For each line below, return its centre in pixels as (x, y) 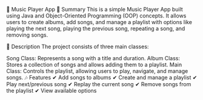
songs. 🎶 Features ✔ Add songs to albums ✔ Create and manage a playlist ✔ (102, 77)
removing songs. (27, 35)
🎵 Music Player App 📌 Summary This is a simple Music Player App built (95, 9)
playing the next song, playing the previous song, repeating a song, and (96, 28)
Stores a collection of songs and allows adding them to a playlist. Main (94, 64)
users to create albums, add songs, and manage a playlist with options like (99, 22)
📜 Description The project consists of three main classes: (78, 46)
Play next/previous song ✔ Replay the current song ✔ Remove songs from (99, 84)
